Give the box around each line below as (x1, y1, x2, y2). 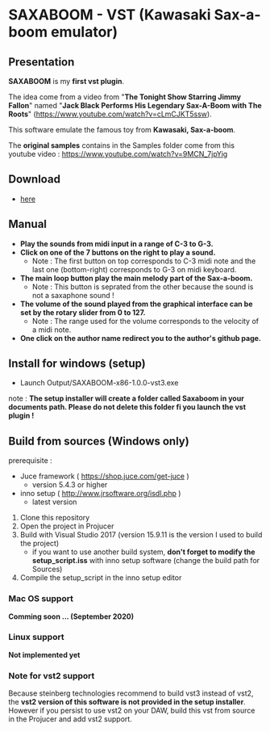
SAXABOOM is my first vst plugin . (8, 77, 125, 86)
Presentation (8, 55, 75, 69)
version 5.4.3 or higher (31, 480, 108, 490)
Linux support (8, 632, 64, 643)
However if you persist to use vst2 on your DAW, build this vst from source (8, 705, 255, 716)
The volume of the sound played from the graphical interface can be (19, 299, 253, 309)
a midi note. (31, 325, 72, 334)
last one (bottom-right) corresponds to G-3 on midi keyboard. (31, 264, 237, 274)
